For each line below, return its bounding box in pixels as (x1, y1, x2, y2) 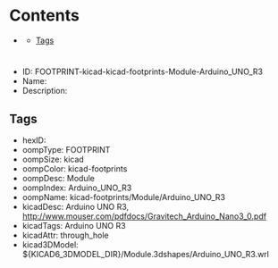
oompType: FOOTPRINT (21, 144, 111, 155)
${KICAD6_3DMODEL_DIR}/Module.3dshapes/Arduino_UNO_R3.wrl (21, 248, 270, 259)
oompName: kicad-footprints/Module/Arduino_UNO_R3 (21, 191, 226, 202)
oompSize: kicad (21, 154, 85, 164)
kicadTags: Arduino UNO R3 (21, 220, 127, 230)
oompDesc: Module (21, 172, 96, 183)
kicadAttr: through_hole (21, 230, 109, 240)
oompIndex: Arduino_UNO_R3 (21, 182, 132, 193)
